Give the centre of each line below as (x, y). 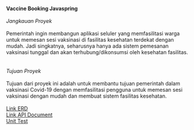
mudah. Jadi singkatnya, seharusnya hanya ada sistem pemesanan (88, 46)
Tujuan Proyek (24, 71)
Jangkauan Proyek (29, 21)
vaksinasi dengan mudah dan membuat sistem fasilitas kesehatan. (86, 96)
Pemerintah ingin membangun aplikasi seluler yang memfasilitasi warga (93, 34)
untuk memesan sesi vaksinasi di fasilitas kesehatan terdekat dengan (90, 40)
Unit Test (17, 121)
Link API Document (29, 115)
